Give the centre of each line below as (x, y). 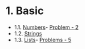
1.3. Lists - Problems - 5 (43, 40)
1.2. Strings (28, 33)
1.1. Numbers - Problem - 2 (46, 27)
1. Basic (25, 11)
